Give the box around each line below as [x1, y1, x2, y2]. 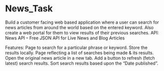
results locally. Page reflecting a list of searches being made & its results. [5, 50, 154, 56]
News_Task [5, 3, 53, 14]
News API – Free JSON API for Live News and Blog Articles [5, 35, 125, 41]
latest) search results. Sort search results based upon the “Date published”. [5, 60, 159, 66]
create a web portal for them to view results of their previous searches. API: [5, 30, 159, 35]
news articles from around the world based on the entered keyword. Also [5, 24, 154, 30]
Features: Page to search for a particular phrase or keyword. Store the [5, 44, 148, 50]
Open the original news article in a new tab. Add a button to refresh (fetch [5, 55, 155, 61]
